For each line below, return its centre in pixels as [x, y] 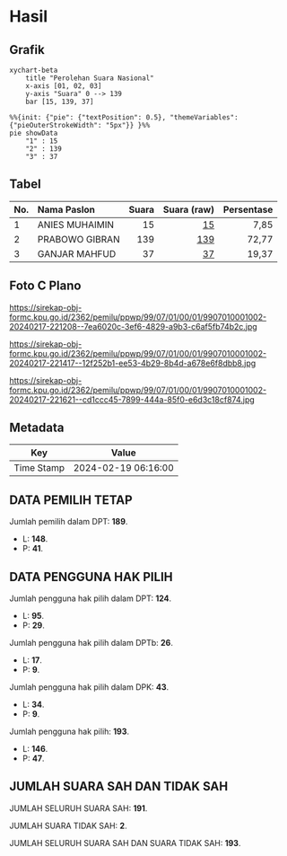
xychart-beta [34, 70]
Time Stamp [39, 468]
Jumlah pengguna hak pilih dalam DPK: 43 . [89, 687]
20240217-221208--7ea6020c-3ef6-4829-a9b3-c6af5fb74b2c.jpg [133, 326]
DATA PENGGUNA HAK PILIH [91, 577]
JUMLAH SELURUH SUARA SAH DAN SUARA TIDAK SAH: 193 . [125, 843]
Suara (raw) [189, 209]
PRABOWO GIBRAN [78, 239]
